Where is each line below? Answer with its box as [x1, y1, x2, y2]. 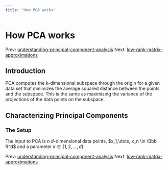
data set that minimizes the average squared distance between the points [5, 85, 160, 92]
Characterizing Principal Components [5, 111, 128, 120]
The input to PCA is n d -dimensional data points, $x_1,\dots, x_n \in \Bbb [5, 138, 157, 144]
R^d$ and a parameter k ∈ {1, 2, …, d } [5, 143, 84, 150]
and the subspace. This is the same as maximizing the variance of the [5, 91, 152, 97]
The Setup [5, 126, 32, 133]
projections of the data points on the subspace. [5, 96, 105, 103]
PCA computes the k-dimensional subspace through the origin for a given [5, 80, 160, 86]
